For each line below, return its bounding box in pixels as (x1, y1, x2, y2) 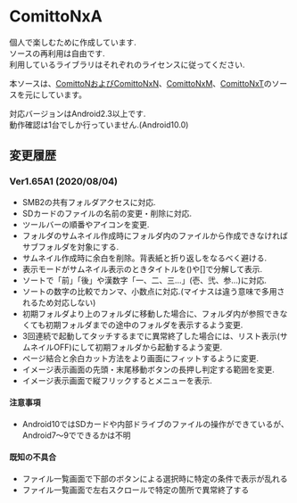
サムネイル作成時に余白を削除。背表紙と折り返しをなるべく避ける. (21, 252, 268, 263)
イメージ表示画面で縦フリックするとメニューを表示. (21, 375, 212, 385)
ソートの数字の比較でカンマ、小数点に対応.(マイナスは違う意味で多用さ (21, 285, 285, 296)
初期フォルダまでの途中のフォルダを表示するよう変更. (45, 319, 243, 330)
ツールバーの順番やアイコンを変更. (21, 219, 150, 229)
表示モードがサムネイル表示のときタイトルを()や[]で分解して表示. (21, 263, 263, 274)
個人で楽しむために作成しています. (9, 37, 136, 47)
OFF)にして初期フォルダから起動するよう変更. (53, 342, 223, 352)
